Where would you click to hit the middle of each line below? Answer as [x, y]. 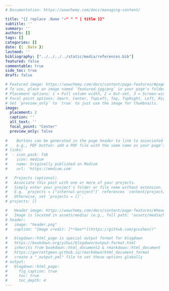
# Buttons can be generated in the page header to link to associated [84, 141]
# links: [14, 150]
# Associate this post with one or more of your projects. [71, 183]
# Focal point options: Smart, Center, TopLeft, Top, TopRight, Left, [81, 98]
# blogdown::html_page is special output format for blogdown [74, 238]
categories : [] [21, 43]
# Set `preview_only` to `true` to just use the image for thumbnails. [82, 103]
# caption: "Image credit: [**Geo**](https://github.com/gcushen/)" [81, 229]
